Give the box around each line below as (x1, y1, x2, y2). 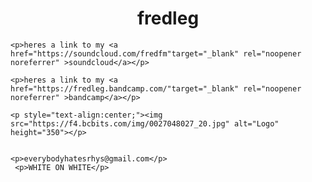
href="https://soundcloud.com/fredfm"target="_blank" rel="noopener (10, 48, 302, 59)
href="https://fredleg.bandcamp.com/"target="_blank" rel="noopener (10, 83, 302, 94)
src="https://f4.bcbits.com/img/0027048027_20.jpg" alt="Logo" (10, 118, 280, 129)
